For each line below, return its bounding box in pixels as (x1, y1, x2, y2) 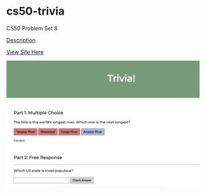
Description (6, 36, 36, 44)
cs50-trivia (6, 4, 65, 18)
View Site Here (6, 48, 44, 56)
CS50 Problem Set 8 (6, 25, 58, 32)
